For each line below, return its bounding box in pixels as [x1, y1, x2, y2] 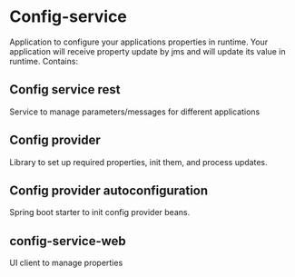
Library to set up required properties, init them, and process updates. [9, 156, 268, 167]
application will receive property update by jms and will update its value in [9, 45, 286, 56]
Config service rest [9, 82, 121, 97]
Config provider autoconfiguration [9, 183, 209, 198]
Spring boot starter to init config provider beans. [9, 207, 191, 218]
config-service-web [9, 233, 127, 249]
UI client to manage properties [9, 257, 123, 269]
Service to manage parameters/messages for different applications [9, 106, 261, 117]
